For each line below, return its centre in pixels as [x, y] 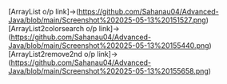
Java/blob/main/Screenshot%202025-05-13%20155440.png [109, 46]
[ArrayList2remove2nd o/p [52, 54]
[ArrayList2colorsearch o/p [53, 28]
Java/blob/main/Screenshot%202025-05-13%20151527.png [107, 20]
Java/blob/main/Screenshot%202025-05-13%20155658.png [109, 71]
